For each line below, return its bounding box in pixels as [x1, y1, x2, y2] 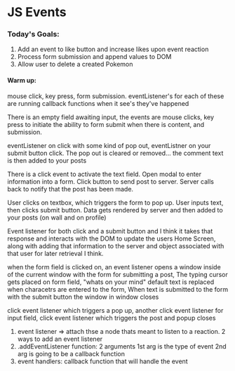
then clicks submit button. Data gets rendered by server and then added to [7, 205, 223, 214]
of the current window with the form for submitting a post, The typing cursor [7, 270, 228, 278]
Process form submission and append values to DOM [17, 53, 172, 61]
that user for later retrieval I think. [7, 249, 104, 257]
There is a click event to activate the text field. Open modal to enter [7, 170, 202, 178]
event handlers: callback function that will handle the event [17, 357, 188, 365]
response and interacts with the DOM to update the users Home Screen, [7, 234, 216, 243]
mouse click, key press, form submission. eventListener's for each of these [7, 92, 224, 100]
